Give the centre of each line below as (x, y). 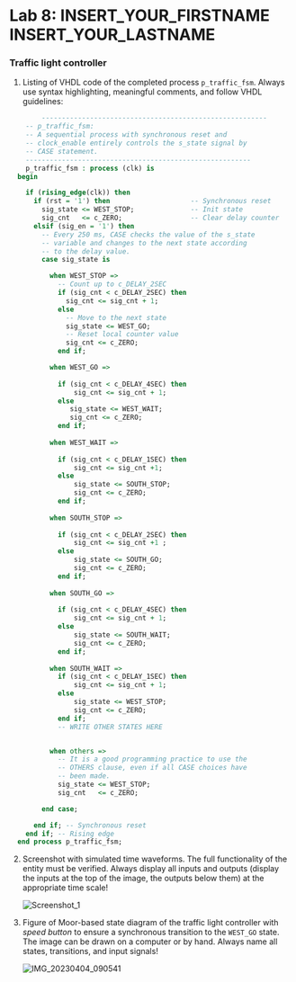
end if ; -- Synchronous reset (90, 825)
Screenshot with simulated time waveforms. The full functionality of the (155, 859)
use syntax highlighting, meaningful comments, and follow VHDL (142, 92)
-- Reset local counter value (122, 335)
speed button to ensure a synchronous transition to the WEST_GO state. (151, 933)
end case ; (60, 809)
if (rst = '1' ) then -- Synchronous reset (152, 201)
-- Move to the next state (117, 317)
